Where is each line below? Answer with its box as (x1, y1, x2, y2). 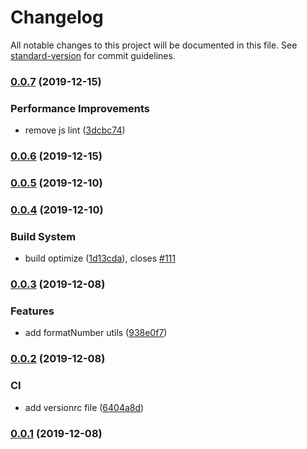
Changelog (10, 6, 104, 29)
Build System (10, 229, 77, 243)
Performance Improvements (10, 101, 151, 115)
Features (10, 304, 55, 318)
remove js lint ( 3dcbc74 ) (24, 124, 126, 136)
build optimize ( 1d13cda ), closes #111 (24, 252, 177, 265)
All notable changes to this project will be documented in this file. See (10, 39, 298, 51)
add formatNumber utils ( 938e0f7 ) (24, 327, 168, 339)
